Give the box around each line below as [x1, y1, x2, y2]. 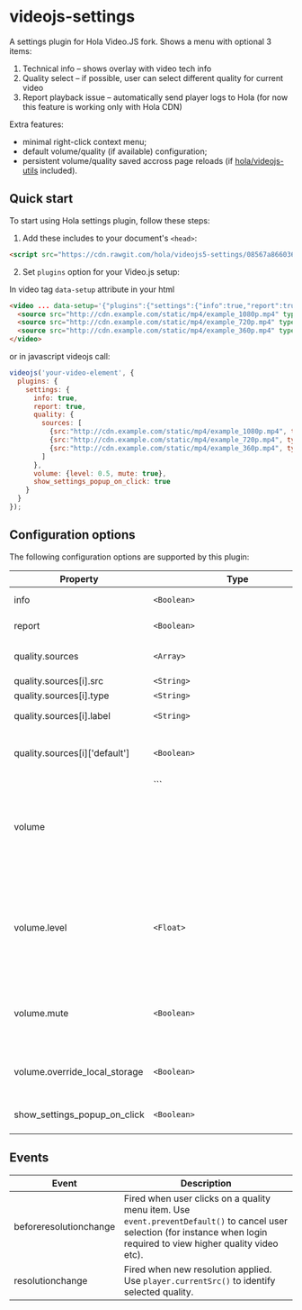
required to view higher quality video [124, 1237, 279, 1250]
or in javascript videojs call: [9, 351, 111, 361]
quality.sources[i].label [13, 709, 111, 722]
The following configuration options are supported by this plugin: [9, 551, 250, 562]
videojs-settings [9, 6, 136, 27]
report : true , [32, 402, 87, 411]
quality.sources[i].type [13, 689, 110, 702]
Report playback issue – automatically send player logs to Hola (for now [22, 92, 289, 103]
